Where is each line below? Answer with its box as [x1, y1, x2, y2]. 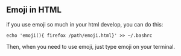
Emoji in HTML [6, 5, 62, 15]
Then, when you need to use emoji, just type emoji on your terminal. [6, 43, 176, 50]
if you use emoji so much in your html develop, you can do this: [6, 20, 164, 28]
